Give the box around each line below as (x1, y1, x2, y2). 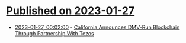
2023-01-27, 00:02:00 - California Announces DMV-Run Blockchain (14, 24, 180, 31)
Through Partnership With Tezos (14, 29, 94, 37)
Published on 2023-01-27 (6, 4, 135, 18)
